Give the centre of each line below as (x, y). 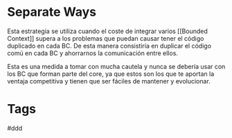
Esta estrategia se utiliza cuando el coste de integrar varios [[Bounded (107, 31)
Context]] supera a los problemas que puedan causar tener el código (106, 38)
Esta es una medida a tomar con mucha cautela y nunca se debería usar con (116, 66)
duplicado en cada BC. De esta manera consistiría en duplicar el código (109, 46)
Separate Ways (52, 12)
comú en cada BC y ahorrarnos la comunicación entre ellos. (93, 53)
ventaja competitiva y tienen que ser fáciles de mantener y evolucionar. (109, 81)
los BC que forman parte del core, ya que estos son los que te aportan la (111, 74)
